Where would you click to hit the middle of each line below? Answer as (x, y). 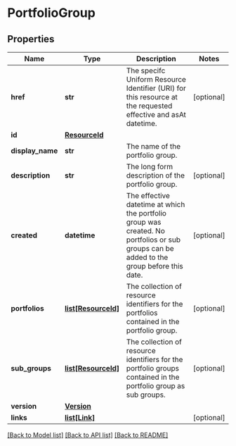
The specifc (146, 70)
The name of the (153, 146)
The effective (148, 196)
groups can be (150, 248)
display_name (34, 151)
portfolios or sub (153, 240)
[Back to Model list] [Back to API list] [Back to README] (88, 435)
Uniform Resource (156, 79)
